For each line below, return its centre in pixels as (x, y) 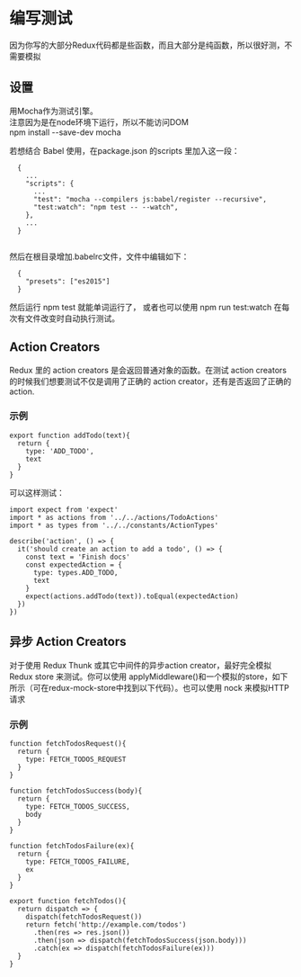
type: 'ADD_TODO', (60, 451)
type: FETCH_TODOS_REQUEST (76, 759)
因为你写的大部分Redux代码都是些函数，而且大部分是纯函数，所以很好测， (147, 45)
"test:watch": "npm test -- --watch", (106, 207)
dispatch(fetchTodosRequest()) (84, 917)
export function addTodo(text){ (70, 435)
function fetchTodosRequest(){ (68, 743)
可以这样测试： (37, 492)
